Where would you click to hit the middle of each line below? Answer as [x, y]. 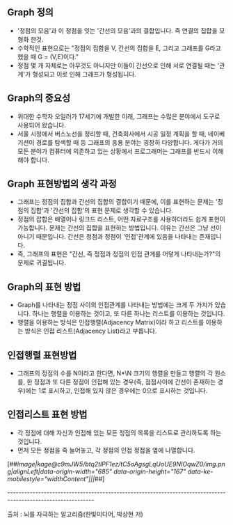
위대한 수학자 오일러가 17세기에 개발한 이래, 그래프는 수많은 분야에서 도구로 [119, 116]
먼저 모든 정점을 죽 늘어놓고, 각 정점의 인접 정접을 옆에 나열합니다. [106, 450]
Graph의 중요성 [39, 99]
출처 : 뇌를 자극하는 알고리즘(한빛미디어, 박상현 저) [75, 514]
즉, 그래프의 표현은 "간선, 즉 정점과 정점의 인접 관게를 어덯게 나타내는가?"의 [119, 254]
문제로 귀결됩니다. [41, 262]
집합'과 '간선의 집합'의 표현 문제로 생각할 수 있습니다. [102, 210]
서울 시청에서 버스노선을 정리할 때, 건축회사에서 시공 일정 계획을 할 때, [112, 134]
